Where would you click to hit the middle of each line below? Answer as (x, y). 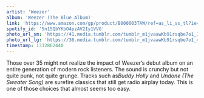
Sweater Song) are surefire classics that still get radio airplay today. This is (100, 82)
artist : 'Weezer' (28, 12)
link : (13, 23)
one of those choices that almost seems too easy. (68, 88)
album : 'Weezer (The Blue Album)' (50, 18)
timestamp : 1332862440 (35, 46)
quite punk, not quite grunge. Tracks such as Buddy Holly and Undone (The (100, 76)
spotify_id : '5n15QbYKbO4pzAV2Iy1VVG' (55, 29)
